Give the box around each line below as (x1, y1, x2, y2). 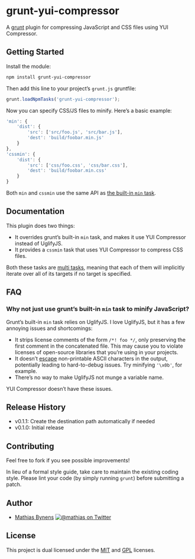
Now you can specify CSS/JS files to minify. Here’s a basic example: (6, 107, 173, 114)
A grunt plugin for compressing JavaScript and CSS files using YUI (6, 24, 168, 31)
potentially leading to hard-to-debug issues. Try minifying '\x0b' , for (14, 361, 183, 368)
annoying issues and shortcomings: (6, 325, 93, 332)
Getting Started (6, 47, 64, 57)
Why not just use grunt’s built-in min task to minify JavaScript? (6, 305, 190, 313)
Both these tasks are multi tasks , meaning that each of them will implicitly (6, 264, 185, 271)
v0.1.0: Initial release (14, 424, 64, 431)
